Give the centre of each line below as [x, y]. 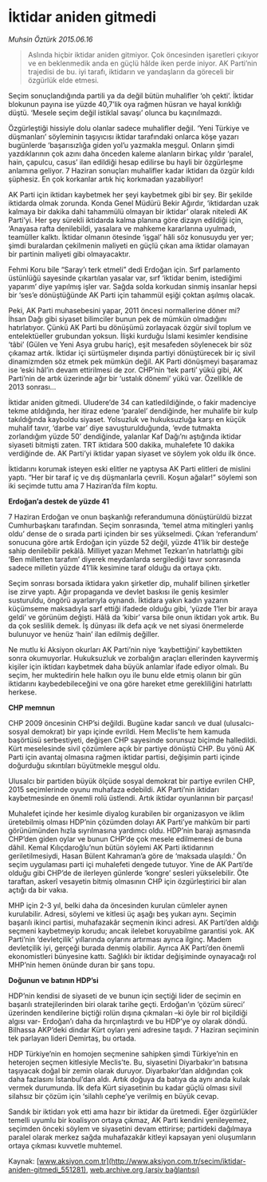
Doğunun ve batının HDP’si [53, 980]
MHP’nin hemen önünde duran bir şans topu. [82, 965]
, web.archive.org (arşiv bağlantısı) [143, 1169]
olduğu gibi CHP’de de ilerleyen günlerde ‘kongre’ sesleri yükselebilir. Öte [129, 873]
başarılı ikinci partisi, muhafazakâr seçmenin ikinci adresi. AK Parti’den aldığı [133, 922]
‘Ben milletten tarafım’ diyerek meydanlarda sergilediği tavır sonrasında [125, 559]
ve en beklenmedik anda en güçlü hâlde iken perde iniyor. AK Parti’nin [142, 63]
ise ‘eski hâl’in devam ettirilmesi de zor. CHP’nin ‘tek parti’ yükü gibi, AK [126, 370]
